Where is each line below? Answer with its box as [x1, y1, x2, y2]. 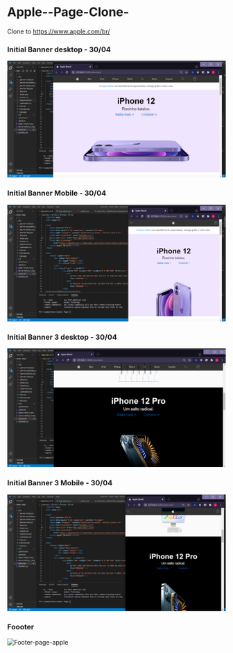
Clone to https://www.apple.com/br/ [7, 27, 110, 36]
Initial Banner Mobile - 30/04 [7, 189, 107, 198]
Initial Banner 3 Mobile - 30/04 [7, 478, 113, 488]
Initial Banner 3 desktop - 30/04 [7, 332, 118, 342]
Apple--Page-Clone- [7, 4, 130, 20]
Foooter [7, 622, 35, 632]
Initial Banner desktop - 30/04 [7, 45, 111, 54]
